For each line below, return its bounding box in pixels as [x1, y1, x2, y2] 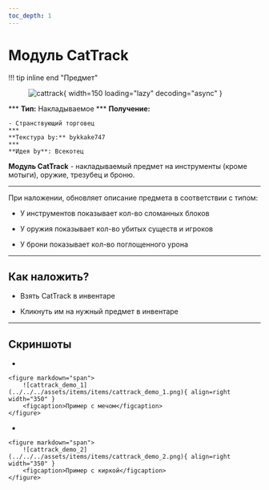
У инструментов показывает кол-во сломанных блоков [19, 208, 210, 218]
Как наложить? [8, 270, 90, 283]
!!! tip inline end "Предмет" [8, 73, 98, 82]
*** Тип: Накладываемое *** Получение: [8, 103, 151, 113]
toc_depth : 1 [8, 11, 52, 20]
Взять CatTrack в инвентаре [19, 291, 116, 301]
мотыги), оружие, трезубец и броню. [8, 170, 135, 179]
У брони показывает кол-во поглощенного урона [19, 239, 189, 249]
